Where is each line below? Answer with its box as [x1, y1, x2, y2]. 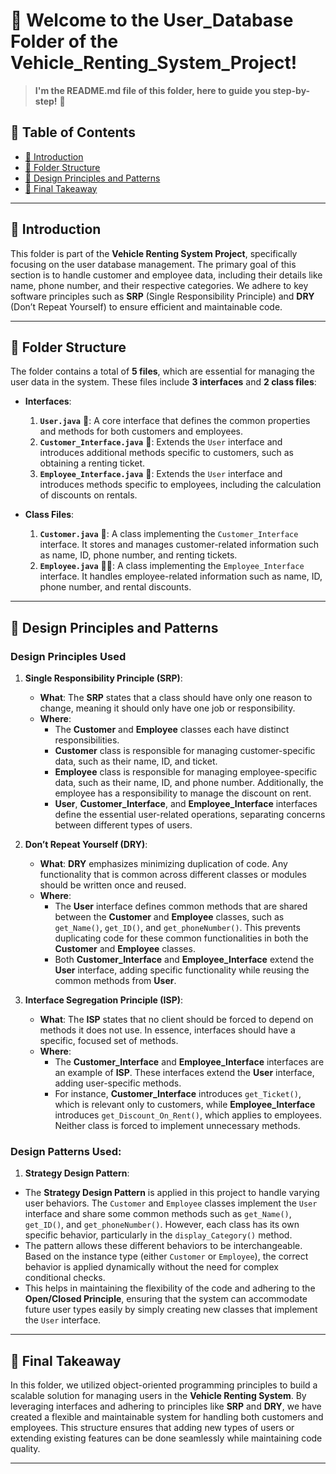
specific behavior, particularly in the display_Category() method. [24, 1229, 293, 1241]
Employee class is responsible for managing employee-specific [54, 766, 318, 778]
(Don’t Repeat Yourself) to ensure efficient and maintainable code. [10, 300, 283, 313]
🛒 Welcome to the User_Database [10, 9, 294, 32]
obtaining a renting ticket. [39, 457, 146, 469]
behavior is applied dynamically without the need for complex [24, 1261, 279, 1273]
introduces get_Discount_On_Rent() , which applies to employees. [54, 1109, 323, 1121]
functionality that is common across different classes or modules [39, 869, 307, 881]
